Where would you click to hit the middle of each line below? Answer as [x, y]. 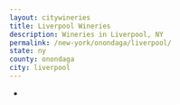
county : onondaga [42, 59]
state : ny [28, 51]
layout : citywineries [50, 17]
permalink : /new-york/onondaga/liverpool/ [90, 43]
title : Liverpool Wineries [60, 26]
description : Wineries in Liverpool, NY [87, 34]
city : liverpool [40, 68]
